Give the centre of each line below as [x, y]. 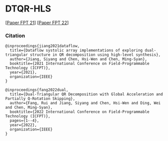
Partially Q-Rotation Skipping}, [40, 99]
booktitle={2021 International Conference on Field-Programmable [80, 64]
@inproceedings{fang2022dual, [37, 90]
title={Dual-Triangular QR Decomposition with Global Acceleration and [87, 94]
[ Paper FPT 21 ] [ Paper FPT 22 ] [37, 23]
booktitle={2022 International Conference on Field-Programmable [80, 112]
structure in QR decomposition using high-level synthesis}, [95, 55]
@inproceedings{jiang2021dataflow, [43, 46]
